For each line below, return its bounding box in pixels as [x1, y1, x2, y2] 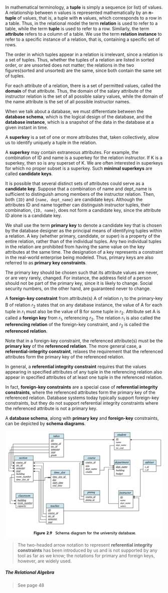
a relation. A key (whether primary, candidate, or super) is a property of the [5, 233, 160, 239]
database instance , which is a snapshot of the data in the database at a [5, 119, 154, 125]
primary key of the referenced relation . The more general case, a [5, 343, 142, 349]
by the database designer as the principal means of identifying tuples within [5, 228, 162, 234]
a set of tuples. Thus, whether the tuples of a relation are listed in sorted [5, 57, 154, 62]
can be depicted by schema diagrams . [5, 420, 86, 426]
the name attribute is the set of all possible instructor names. [5, 99, 130, 105]
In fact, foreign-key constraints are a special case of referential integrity [5, 384, 158, 390]
